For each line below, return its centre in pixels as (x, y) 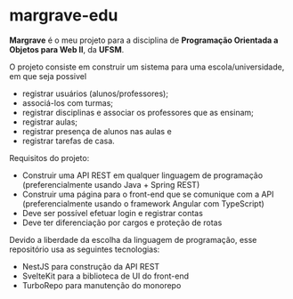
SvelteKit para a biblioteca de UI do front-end (106, 276)
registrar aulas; (50, 122)
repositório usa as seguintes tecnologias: (85, 249)
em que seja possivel (48, 76)
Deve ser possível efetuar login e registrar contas (112, 213)
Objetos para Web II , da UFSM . (67, 49)
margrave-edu (64, 16)
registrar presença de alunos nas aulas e (97, 131)
